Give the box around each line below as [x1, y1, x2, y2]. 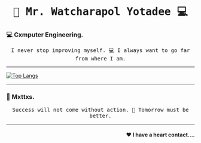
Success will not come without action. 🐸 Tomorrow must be [11, 106, 189, 113]
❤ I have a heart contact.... [126, 131, 195, 138]
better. [89, 112, 112, 119]
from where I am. [75, 55, 126, 62]
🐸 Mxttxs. [6, 93, 35, 101]
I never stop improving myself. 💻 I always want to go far [11, 47, 190, 54]
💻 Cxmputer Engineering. [6, 31, 84, 39]
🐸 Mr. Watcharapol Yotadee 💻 [13, 5, 188, 19]
